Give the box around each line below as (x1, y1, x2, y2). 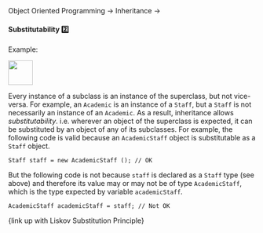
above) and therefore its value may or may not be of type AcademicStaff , (8, 179, 242, 188)
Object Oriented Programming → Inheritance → (8, 6, 161, 15)
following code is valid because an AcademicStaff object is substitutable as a (8, 133, 256, 143)
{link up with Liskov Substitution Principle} (8, 216, 145, 225)
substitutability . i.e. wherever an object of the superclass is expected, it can (8, 116, 253, 126)
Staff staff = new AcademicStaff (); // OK (8, 157, 153, 165)
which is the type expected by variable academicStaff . (8, 187, 183, 197)
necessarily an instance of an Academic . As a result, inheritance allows (8, 108, 234, 118)
